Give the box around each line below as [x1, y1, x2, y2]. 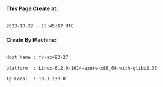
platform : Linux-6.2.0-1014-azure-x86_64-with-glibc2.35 [6, 66, 158, 72]
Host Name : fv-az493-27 [6, 54, 69, 61]
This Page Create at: [6, 5, 58, 12]
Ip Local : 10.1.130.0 [6, 76, 66, 82]
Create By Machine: [6, 36, 57, 43]
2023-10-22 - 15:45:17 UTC [6, 23, 74, 29]
